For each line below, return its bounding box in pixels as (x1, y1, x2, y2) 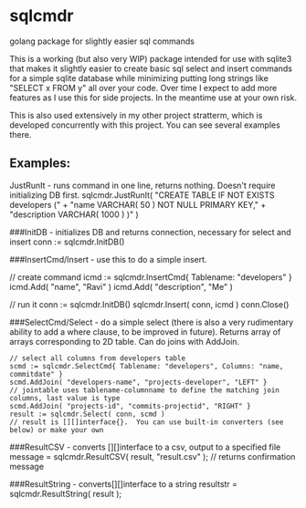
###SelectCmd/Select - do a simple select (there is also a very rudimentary (9, 316, 294, 327)
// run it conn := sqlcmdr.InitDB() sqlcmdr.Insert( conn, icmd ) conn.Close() (9, 298, 290, 310)
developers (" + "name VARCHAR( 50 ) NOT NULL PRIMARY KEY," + (9, 199, 267, 210)
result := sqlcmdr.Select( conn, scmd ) (9, 410, 166, 419)
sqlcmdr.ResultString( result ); (9, 488, 121, 499)
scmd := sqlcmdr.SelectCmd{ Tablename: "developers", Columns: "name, (9, 361, 284, 370)
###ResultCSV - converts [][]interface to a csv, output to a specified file (9, 441, 281, 452)
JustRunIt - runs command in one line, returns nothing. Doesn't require (9, 180, 276, 191)
